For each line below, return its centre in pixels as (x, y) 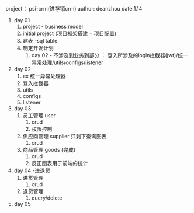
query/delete (47, 198)
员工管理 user (39, 115)
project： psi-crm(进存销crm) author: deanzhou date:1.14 (74, 8)
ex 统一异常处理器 (44, 76)
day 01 (22, 20)
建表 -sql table (40, 41)
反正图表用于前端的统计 (60, 163)
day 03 (22, 109)
